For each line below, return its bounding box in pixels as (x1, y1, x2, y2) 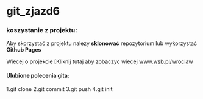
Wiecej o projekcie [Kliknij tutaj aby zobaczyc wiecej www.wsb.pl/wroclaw (6, 58, 193, 65)
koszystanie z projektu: (6, 26, 77, 35)
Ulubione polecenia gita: (6, 72, 70, 80)
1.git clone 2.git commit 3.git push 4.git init (6, 85, 113, 92)
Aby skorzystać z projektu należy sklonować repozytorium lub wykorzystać (6, 39, 197, 47)
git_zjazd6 (6, 4, 60, 18)
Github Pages (6, 46, 41, 53)
